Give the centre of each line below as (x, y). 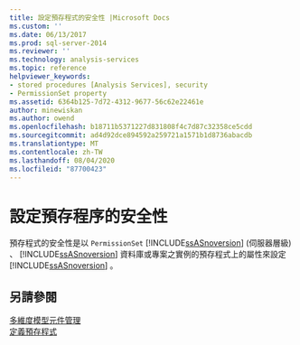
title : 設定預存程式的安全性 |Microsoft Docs (89, 18)
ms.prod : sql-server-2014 (58, 43)
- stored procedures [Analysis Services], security (108, 85)
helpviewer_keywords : (50, 77)
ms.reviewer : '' (40, 51)
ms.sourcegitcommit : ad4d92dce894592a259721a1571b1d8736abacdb (131, 135)
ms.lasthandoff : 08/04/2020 (62, 160)
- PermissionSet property (58, 93)
